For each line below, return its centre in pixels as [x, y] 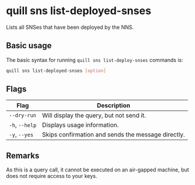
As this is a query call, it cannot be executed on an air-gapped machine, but [97, 170]
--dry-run [23, 115]
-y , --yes [21, 135]
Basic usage [29, 46]
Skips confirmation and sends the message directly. [113, 135]
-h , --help [23, 125]
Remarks [23, 155]
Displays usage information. [80, 125]
